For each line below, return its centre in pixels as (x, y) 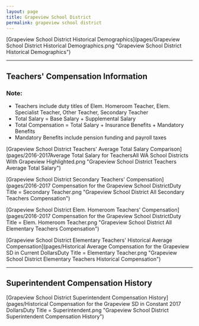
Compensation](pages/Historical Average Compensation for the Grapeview (98, 247)
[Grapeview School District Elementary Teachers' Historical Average (89, 240)
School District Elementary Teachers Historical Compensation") (84, 259)
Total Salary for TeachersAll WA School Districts (130, 155)
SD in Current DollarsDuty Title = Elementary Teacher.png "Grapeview (92, 253)
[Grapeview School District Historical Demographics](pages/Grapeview (93, 40)
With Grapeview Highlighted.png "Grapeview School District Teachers (91, 162)
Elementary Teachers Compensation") (53, 229)
